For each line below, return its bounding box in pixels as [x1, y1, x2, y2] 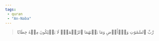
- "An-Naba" [7, 16, 32, 21]
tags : [5, 7, 16, 12]
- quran [7, 12, 23, 16]
